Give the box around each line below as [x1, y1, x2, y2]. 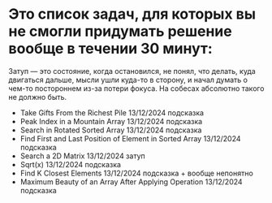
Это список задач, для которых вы [8, 5, 256, 24]
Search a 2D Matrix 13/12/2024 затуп [19, 151, 145, 161]
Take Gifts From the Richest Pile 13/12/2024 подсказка [19, 107, 205, 118]
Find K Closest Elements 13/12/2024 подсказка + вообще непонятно [19, 168, 253, 178]
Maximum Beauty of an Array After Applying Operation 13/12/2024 [19, 176, 243, 187]
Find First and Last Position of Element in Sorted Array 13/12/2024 [19, 133, 241, 143]
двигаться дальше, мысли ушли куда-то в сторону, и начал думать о [8, 75, 248, 84]
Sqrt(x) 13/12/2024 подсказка [19, 159, 122, 169]
